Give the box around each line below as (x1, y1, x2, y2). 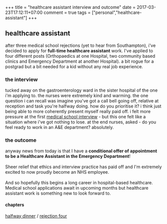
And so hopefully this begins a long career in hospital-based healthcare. (5, 180, 153, 186)
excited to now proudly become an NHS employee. (5, 169, 109, 175)
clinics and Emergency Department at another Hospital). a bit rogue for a (5, 58, 154, 64)
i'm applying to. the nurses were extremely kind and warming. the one (5, 93, 149, 99)
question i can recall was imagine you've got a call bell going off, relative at (5, 98, 159, 104)
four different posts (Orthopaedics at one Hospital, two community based (5, 53, 156, 59)
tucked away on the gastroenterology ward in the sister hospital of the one (5, 87, 158, 94)
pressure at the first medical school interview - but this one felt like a (5, 114, 146, 120)
